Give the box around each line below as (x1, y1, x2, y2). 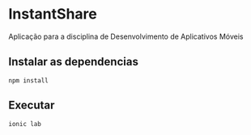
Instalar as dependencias (8, 55, 139, 69)
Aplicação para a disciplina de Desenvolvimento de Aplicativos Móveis (8, 32, 244, 41)
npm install (8, 76, 49, 85)
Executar (8, 99, 55, 112)
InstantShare (8, 5, 97, 23)
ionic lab (8, 120, 42, 128)
